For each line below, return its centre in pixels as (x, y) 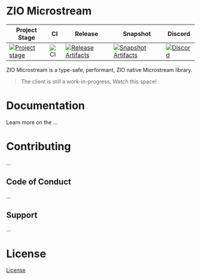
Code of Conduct (39, 182)
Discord (179, 34)
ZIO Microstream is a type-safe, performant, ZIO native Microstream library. (99, 69)
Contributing (39, 146)
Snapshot (137, 34)
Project (26, 30)
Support (22, 215)
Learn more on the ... (32, 122)
